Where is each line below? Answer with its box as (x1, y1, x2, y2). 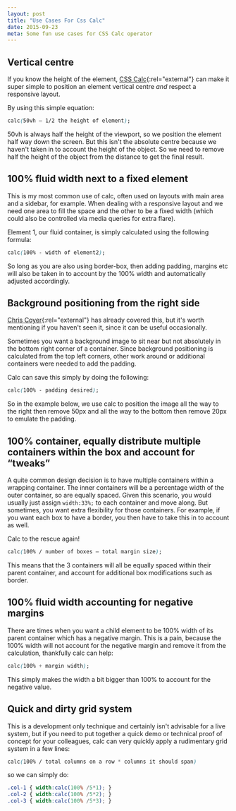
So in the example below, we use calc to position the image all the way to (7, 400, 220, 408)
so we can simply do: (7, 771, 69, 779)
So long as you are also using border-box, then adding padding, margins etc (7, 262, 228, 270)
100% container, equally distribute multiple (7, 435, 201, 447)
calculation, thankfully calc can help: (7, 649, 114, 657)
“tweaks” (7, 457, 51, 469)
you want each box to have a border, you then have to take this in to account (7, 513, 230, 522)
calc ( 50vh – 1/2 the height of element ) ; (7, 117, 131, 124)
